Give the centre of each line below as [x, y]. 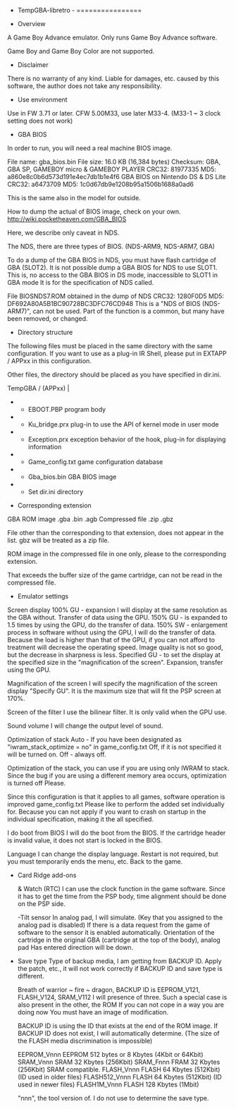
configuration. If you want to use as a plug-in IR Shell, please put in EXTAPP [117, 353]
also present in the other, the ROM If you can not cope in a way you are [120, 1005]
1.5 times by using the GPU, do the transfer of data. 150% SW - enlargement [117, 625]
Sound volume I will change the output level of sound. [85, 726]
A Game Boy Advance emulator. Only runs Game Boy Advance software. [112, 37]
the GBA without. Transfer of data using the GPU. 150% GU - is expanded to [117, 617]
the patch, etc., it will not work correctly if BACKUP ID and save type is [120, 968]
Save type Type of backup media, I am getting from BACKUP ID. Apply [119, 961]
